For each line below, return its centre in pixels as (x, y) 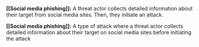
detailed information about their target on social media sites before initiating (99, 32)
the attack (18, 38)
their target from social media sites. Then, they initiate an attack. (85, 15)
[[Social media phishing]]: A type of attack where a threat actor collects (95, 26)
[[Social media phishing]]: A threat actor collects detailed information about (99, 9)
